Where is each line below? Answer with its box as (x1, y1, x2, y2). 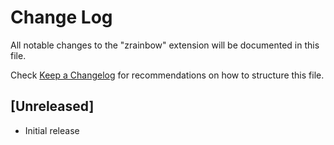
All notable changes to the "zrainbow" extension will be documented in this (10, 39, 320, 51)
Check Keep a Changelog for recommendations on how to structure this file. (10, 69, 325, 81)
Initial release (24, 124, 80, 136)
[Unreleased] (10, 98, 95, 115)
